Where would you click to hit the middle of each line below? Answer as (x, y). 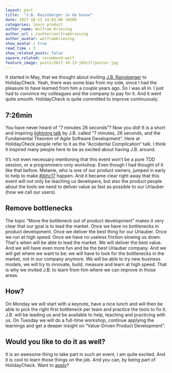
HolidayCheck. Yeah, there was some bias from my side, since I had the (81, 83)
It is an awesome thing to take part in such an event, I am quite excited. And (85, 354)
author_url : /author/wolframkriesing (47, 34)
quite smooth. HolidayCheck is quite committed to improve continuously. (82, 99)
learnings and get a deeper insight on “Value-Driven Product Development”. (85, 325)
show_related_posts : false (34, 53)
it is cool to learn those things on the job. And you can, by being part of (80, 360)
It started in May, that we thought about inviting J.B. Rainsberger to (76, 77)
